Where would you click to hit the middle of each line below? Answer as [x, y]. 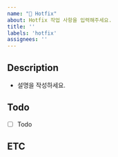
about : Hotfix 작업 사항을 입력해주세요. [60, 20]
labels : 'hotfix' [32, 33]
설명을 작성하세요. [41, 85]
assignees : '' [28, 40]
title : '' [21, 26]
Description [33, 68]
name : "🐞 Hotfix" [32, 14]
